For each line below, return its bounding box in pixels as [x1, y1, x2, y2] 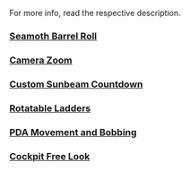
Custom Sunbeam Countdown [9, 78, 143, 90]
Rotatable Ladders [9, 102, 91, 115]
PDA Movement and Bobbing [9, 125, 137, 138]
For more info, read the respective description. [9, 8, 181, 18]
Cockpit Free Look [9, 150, 91, 162]
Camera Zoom [9, 54, 73, 66]
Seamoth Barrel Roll [9, 30, 98, 42]
